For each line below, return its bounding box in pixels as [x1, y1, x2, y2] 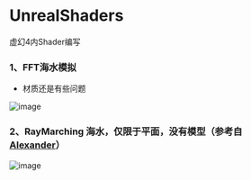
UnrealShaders [9, 5, 124, 26]
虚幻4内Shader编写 [9, 36, 81, 47]
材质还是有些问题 [22, 83, 86, 94]
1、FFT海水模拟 [9, 60, 76, 73]
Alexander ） [9, 139, 66, 151]
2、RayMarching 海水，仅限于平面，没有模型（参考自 [9, 125, 243, 138]
